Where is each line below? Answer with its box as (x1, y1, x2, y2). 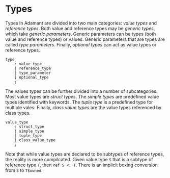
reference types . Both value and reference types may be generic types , (5, 25, 155, 31)
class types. (5, 110, 31, 116)
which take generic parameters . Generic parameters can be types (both (5, 31, 156, 37)
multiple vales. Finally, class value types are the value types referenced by (5, 104, 162, 110)
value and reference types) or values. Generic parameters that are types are (5, 36, 165, 42)
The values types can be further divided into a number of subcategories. (5, 88, 158, 94)
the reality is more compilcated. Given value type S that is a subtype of (5, 156, 153, 162)
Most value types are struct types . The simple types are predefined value (5, 93, 159, 99)
